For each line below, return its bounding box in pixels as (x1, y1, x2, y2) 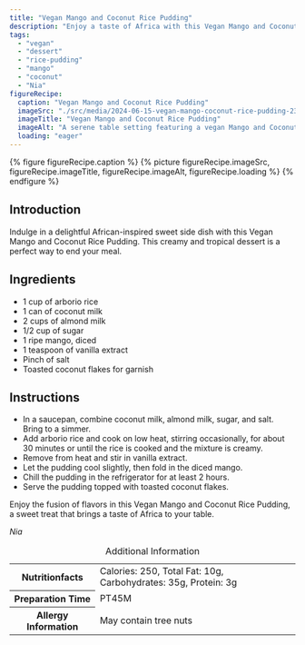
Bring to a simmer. (22, 423, 92, 434)
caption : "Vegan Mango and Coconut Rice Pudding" (17, 97, 209, 107)
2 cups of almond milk (22, 315, 106, 326)
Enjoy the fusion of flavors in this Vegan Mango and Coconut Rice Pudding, (9, 499, 290, 510)
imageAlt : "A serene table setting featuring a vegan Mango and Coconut (17, 124, 299, 133)
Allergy (35, 609, 69, 621)
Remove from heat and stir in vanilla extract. (22, 452, 188, 463)
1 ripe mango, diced (22, 334, 97, 345)
